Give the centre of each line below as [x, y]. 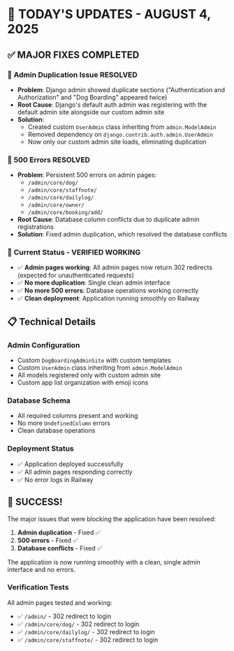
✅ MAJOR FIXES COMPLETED [73, 55]
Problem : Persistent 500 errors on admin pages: [87, 175]
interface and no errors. [41, 569]
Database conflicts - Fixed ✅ [60, 548]
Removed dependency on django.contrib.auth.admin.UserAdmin [120, 134]
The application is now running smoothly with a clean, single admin [104, 562]
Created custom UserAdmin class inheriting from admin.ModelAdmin [122, 127]
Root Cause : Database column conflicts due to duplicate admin [109, 220]
